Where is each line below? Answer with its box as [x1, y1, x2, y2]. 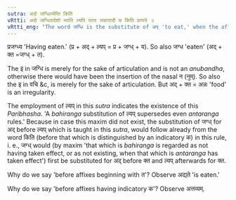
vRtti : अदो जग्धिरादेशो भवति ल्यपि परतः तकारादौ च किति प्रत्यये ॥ [7, 17, 155, 24]
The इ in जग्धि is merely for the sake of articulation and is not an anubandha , [7, 65, 225, 73]
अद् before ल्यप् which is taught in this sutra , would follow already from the [7, 126, 218, 134]
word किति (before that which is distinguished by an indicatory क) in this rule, [7, 133, 227, 142]
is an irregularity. [7, 88, 56, 97]
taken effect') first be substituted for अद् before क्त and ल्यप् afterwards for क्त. [7, 156, 226, 165]
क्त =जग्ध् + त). [7, 51, 45, 59]
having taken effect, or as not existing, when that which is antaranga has [7, 149, 218, 158]
